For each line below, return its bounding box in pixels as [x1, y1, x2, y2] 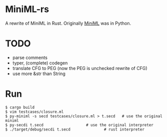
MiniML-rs [5, 4, 49, 15]
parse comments [12, 54, 48, 60]
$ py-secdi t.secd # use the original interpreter [5, 122, 154, 127]
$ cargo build [5, 105, 35, 110]
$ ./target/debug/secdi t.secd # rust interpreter [5, 127, 144, 132]
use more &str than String [12, 71, 66, 77]
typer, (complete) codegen [12, 59, 68, 66]
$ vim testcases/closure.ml [5, 109, 64, 114]
